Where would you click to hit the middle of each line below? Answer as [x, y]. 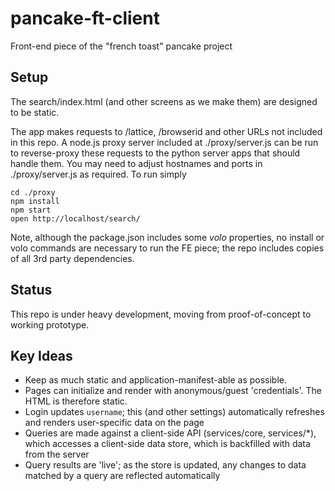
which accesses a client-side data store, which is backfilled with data [167, 444]
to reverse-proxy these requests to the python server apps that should [155, 153]
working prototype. [50, 324]
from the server [57, 454]
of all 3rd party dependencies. [72, 258]
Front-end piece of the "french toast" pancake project [121, 46]
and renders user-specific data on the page [114, 423]
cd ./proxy [33, 192]
